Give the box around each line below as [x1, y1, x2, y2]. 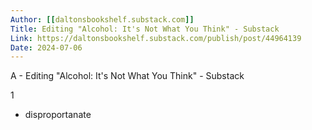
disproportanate [24, 109, 92, 121]
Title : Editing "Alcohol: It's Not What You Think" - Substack [10, 24, 280, 34]
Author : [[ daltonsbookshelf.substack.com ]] [10, 14, 195, 25]
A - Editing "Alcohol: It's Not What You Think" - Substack [10, 70, 245, 82]
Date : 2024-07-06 [10, 42, 83, 53]
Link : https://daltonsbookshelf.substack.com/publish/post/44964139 [10, 33, 302, 43]
